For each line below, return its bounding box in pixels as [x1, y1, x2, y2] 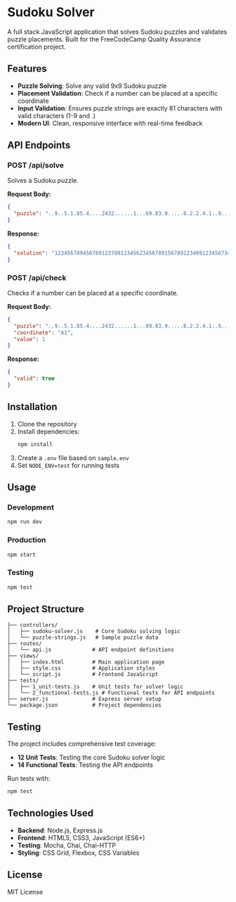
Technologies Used [7, 807, 93, 820]
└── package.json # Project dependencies [7, 701, 162, 709]
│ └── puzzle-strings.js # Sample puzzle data [7, 634, 159, 641]
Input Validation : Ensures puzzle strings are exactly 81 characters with [17, 103, 223, 113]
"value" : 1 [13, 336, 46, 343]
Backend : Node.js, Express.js [17, 826, 103, 834]
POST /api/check [7, 272, 67, 282]
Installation [7, 401, 58, 413]
